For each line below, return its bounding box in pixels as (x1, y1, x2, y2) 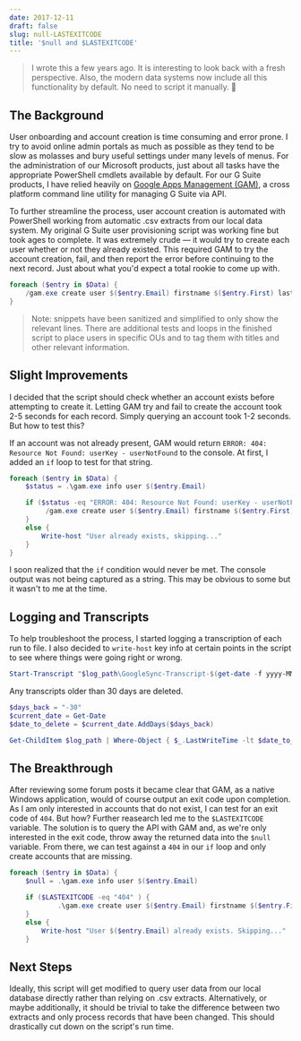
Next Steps (9, 959, 73, 975)
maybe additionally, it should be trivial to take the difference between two (9, 1002, 280, 1013)
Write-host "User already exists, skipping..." (41, 531, 222, 540)
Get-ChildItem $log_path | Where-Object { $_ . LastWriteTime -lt (9, 736, 254, 744)
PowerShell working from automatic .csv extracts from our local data (9, 216, 262, 227)
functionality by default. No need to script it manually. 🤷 (30, 82, 237, 92)
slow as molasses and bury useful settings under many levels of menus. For (9, 151, 289, 161)
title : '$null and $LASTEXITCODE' (9, 38, 139, 47)
